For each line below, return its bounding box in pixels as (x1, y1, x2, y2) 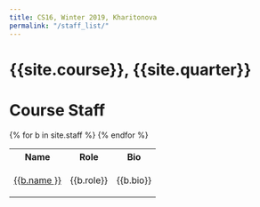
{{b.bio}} (116, 174, 152, 187)
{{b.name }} (13, 174, 62, 187)
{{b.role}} (69, 174, 109, 187)
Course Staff (9, 100, 105, 120)
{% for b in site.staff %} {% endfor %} (9, 130, 149, 140)
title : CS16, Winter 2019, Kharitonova (9, 12, 158, 22)
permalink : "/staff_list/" (9, 21, 110, 30)
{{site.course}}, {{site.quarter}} (9, 60, 252, 80)
